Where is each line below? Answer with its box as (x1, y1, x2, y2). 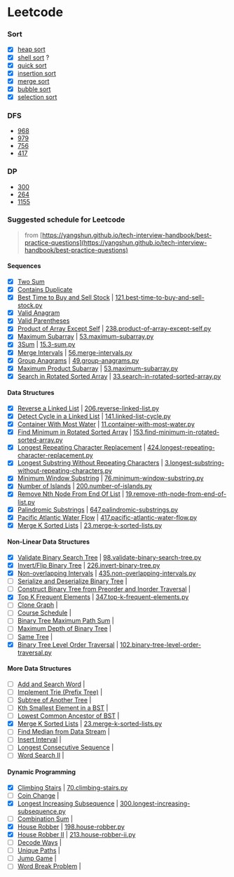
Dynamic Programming (7, 768, 76, 776)
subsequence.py (17, 807, 67, 815)
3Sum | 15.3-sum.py (17, 340, 76, 349)
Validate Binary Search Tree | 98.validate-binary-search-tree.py (17, 553, 202, 561)
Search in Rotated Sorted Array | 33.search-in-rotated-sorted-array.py (17, 372, 221, 380)
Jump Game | (17, 854, 57, 863)
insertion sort (17, 69, 56, 77)
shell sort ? (17, 53, 50, 62)
